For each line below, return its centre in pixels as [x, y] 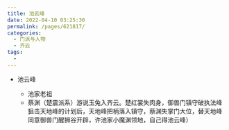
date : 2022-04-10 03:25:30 [46, 20]
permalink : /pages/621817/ [46, 26]
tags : [15, 53]
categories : [24, 33]
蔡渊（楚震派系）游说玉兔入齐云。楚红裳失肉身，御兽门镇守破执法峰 [125, 102]
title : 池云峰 [26, 13]
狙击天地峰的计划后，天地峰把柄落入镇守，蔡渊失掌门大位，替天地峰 [125, 111]
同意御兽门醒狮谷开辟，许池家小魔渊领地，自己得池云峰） [110, 120]
